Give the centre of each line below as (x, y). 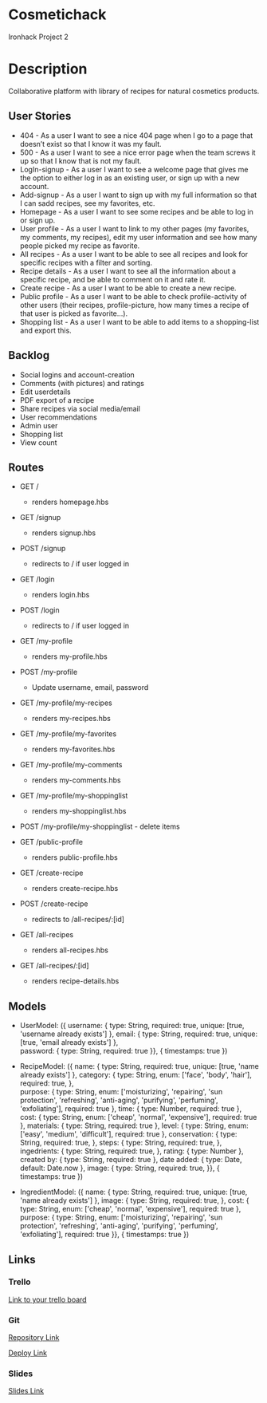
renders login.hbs (61, 595)
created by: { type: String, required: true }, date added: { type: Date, (131, 1160)
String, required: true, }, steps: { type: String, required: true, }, (121, 1143)
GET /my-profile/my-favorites (68, 734)
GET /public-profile (51, 842)
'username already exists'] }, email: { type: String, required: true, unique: (138, 1034)
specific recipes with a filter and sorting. (86, 262)
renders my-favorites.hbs (73, 749)
